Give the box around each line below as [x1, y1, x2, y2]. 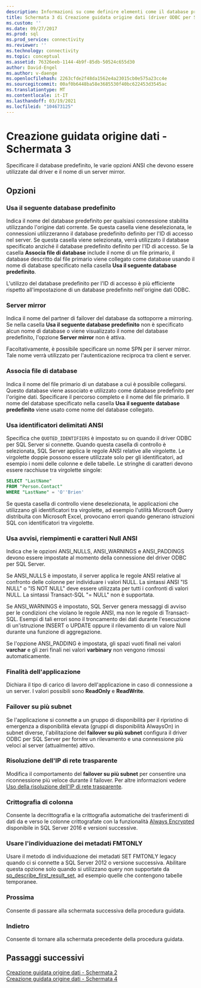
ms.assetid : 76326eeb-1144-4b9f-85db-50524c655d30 [6, 59, 135, 65]
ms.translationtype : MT [6, 87, 66, 93]
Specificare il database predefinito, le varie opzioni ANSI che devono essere [6, 162, 194, 169]
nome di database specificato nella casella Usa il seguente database [6, 262, 177, 269]
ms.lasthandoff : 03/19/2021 [6, 98, 77, 104]
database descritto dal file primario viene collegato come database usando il [6, 255, 195, 263]
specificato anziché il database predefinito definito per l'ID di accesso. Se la [6, 243, 194, 250]
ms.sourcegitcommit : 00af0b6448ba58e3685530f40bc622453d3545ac [6, 82, 167, 88]
